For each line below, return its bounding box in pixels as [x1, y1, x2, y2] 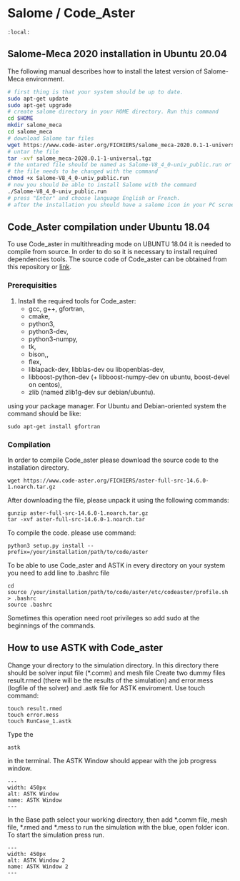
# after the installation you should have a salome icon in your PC [7, 201, 216, 208]
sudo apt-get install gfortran [7, 423, 101, 430]
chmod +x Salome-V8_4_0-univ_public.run [7, 175, 130, 182]
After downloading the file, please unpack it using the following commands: [7, 495, 230, 504]
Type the [7, 730, 34, 738]
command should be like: [7, 409, 81, 418]
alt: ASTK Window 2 [7, 857, 66, 864]
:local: [7, 29, 31, 36]
